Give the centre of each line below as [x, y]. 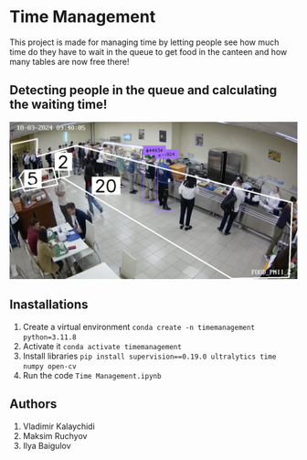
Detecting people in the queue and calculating [143, 90]
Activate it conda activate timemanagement [102, 346]
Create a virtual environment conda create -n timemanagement [139, 326]
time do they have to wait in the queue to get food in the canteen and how [148, 51]
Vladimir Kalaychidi [59, 426]
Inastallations [49, 305]
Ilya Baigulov [47, 445]
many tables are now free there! [69, 61]
